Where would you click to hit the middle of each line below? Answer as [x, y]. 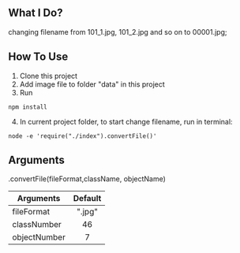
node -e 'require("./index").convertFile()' [82, 136]
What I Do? [36, 13]
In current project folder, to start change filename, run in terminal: [126, 121]
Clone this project [48, 76]
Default [87, 199]
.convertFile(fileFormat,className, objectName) [87, 179]
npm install [28, 107]
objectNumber [39, 237]
